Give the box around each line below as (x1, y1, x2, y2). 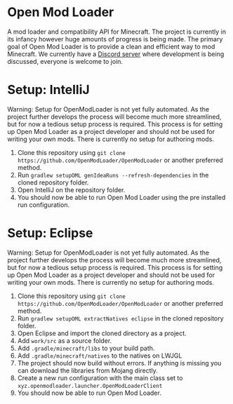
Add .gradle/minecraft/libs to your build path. (17, 344, 155, 352)
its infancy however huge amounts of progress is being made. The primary (7, 34, 223, 43)
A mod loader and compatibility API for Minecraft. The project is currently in (7, 27, 227, 36)
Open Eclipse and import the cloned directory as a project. (17, 329, 187, 337)
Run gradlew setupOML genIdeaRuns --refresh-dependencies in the (17, 170, 209, 179)
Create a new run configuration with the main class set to (17, 373, 183, 382)
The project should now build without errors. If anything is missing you (17, 358, 222, 367)
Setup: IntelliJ (7, 82, 90, 98)
